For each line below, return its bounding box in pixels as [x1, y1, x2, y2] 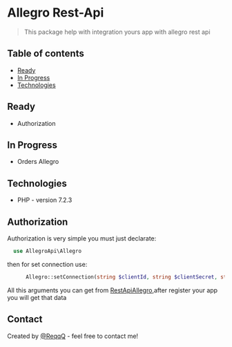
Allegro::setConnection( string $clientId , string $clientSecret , [25, 273, 217, 281]
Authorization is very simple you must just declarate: [7, 234, 157, 243]
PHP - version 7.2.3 [17, 196, 72, 205]
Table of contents [7, 48, 84, 59]
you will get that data [7, 293, 67, 301]
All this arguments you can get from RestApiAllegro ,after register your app [7, 285, 218, 294]
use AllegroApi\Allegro [13, 247, 81, 254]
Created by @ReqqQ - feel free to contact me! [7, 332, 139, 340]
